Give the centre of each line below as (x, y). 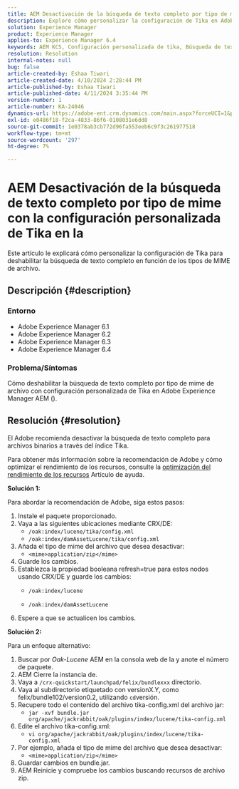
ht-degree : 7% (28, 147)
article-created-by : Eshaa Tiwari (59, 73)
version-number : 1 (34, 100)
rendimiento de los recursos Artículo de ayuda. (76, 474)
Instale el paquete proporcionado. (67, 516)
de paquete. (35, 666)
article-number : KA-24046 (46, 107)
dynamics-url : (28, 113)
